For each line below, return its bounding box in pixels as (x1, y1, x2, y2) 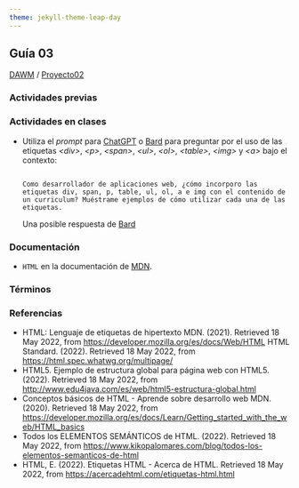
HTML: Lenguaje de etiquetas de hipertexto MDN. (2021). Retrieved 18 (21, 327, 280, 338)
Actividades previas (9, 92, 98, 104)
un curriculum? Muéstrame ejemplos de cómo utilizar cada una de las (21, 195, 287, 204)
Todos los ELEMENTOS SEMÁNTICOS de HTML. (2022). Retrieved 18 (21, 431, 277, 442)
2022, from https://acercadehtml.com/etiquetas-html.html (21, 468, 236, 480)
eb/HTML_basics (21, 421, 85, 432)
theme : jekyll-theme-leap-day (9, 12, 122, 22)
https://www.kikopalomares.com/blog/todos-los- (83, 441, 263, 452)
